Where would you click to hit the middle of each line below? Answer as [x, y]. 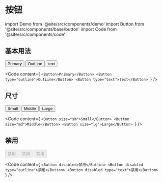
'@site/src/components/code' [35, 34]
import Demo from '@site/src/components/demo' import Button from [75, 24]
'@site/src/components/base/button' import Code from [61, 29]
